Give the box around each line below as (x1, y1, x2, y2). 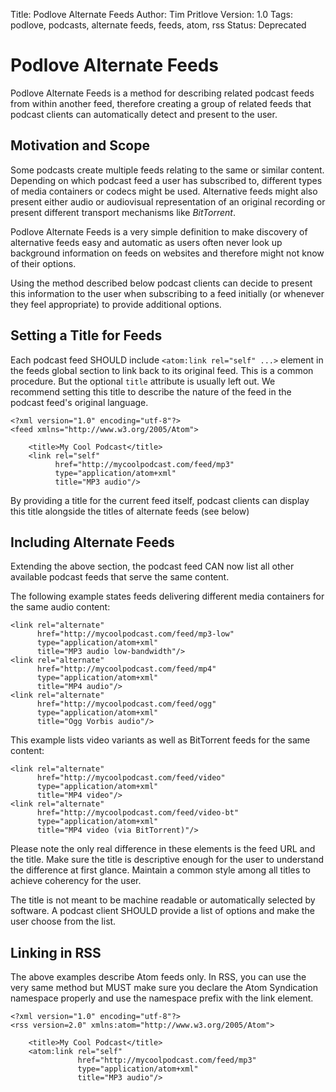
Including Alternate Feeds (10, 534, 175, 551)
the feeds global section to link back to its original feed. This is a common (10, 364, 314, 376)
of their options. (10, 257, 77, 269)
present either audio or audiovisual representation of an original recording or (10, 195, 326, 208)
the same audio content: (10, 601, 111, 613)
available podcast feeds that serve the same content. (10, 571, 230, 583)
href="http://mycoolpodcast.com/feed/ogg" (36, 699, 217, 709)
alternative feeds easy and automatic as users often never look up (10, 236, 283, 248)
